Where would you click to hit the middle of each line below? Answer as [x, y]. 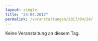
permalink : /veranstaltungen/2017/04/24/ [49, 19]
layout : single [21, 10]
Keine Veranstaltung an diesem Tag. [42, 33]
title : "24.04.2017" [27, 14]
